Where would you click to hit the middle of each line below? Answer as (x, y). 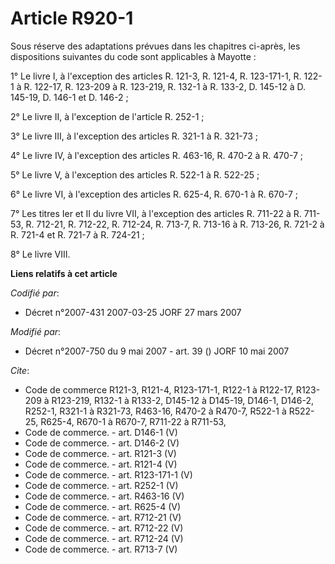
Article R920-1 (72, 18)
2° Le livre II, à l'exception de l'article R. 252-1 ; (107, 116)
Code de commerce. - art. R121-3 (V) (100, 453)
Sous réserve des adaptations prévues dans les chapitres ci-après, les (155, 46)
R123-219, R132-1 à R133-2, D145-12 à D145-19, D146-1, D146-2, (183, 400)
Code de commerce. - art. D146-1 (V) (101, 432)
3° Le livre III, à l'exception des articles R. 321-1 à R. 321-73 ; (134, 136)
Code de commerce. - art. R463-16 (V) (104, 496)
